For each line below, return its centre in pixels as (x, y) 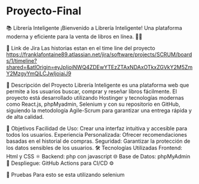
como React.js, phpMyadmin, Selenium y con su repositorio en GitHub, (93, 104)
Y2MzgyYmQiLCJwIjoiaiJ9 (39, 73)
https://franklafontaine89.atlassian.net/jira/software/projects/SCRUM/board (99, 54)
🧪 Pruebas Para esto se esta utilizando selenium (65, 174)
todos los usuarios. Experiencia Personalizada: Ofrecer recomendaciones (97, 134)
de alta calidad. (25, 116)
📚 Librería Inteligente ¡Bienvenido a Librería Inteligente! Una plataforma (94, 27)
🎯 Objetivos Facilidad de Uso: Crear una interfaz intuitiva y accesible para (97, 128)
